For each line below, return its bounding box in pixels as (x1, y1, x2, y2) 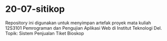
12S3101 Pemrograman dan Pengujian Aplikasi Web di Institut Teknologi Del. (5, 25, 162, 31)
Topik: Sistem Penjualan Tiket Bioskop (5, 30, 84, 36)
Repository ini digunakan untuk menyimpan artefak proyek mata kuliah (5, 20, 151, 26)
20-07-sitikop (5, 3, 65, 15)
